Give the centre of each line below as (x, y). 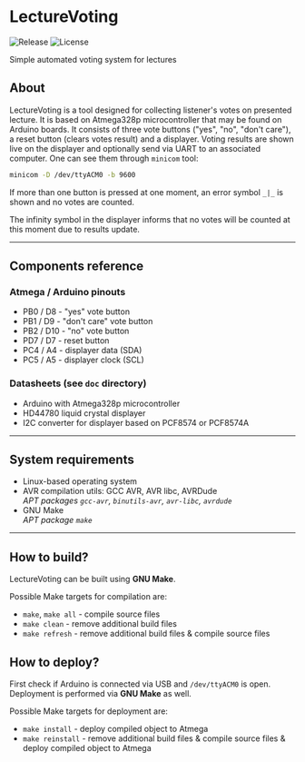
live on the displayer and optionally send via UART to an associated (135, 148)
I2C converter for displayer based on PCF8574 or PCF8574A (136, 422)
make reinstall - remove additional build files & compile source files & (154, 738)
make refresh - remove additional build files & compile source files (146, 634)
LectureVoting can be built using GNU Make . (93, 579)
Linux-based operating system (80, 481)
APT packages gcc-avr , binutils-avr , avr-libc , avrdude (127, 500)
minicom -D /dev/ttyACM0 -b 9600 (73, 174)
